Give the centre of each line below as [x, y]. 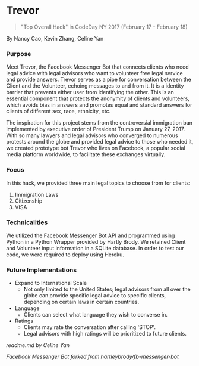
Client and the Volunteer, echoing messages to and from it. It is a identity [95, 86]
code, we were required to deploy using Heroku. [65, 255]
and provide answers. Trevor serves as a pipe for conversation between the [99, 80]
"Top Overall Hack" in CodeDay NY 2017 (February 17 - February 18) [104, 27]
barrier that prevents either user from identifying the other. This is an [90, 92]
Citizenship [29, 201]
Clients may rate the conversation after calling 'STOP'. [90, 327]
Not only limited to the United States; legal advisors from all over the [107, 289]
